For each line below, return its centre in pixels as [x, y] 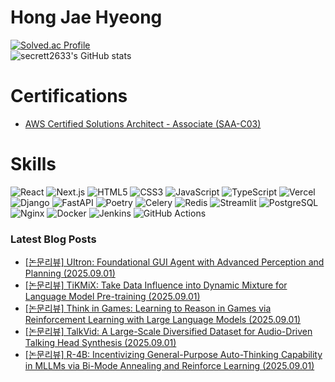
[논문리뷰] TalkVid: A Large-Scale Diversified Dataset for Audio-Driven [168, 332]
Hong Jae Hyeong [86, 17]
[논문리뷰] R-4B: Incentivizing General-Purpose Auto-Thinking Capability [173, 355]
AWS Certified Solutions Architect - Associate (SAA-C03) [143, 123]
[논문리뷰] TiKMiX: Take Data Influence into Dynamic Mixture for [156, 285]
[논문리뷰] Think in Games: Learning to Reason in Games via [148, 308]
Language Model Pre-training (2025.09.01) [112, 297]
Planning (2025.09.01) [70, 273]
